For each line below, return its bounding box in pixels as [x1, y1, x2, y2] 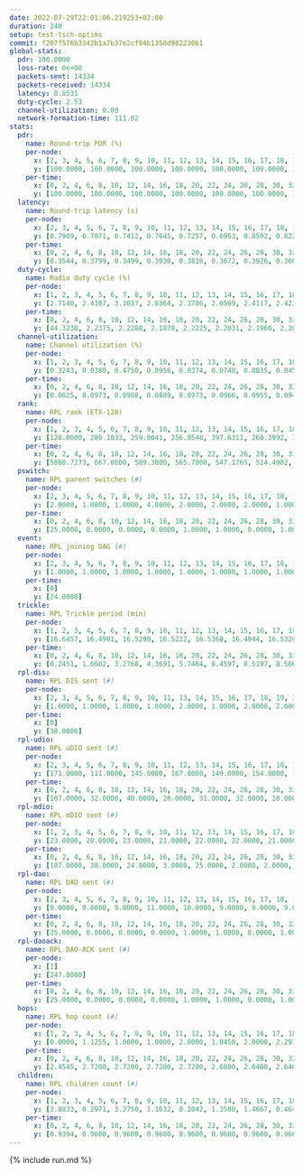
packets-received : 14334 [17, 80, 111, 89]
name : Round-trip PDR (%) [25, 139, 124, 148]
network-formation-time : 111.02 [17, 114, 140, 123]
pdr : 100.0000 [17, 55, 70, 64]
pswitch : [17, 467, 50, 476]
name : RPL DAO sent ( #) [25, 878, 115, 887]
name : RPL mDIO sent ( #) [25, 811, 119, 820]
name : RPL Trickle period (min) [25, 610, 147, 619]
